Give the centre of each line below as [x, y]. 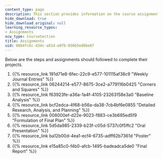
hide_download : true [26, 18]
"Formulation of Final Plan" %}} [43, 120]
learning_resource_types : [31, 28]
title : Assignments [25, 41]
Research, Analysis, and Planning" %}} [51, 110]
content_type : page [25, 9]
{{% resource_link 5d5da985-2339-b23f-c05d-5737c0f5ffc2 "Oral [79, 125]
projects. [14, 64]
